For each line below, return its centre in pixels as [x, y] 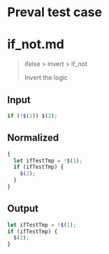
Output [23, 209]
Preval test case [55, 12]
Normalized [33, 138]
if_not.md [36, 45]
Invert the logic [46, 77]
